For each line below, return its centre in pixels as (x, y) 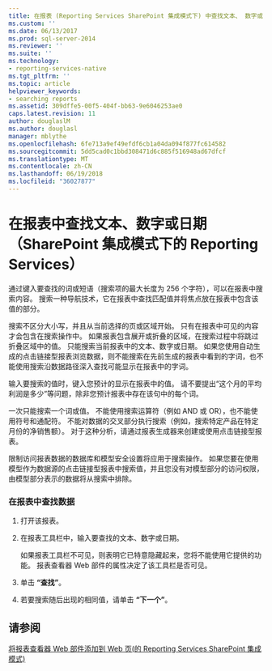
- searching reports (43, 99)
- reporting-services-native (57, 69)
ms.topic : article (39, 83)
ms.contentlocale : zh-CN (50, 167)
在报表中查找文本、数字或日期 (108, 224)
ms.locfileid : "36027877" (52, 182)
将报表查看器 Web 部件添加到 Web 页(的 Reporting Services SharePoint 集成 (135, 648)
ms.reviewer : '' (36, 46)
